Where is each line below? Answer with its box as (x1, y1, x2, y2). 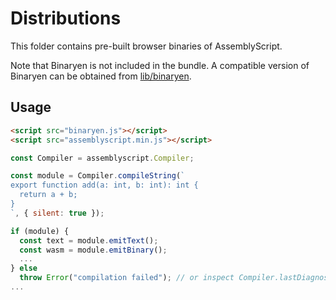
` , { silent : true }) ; (10, 208, 105, 218)
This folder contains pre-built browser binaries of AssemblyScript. (10, 40, 283, 52)
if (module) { (10, 226, 70, 236)
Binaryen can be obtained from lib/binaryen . (10, 70, 192, 82)
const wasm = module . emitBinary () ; (19, 245, 168, 255)
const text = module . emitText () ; (19, 235, 159, 246)
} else (10, 263, 38, 274)
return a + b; (19, 190, 78, 200)
